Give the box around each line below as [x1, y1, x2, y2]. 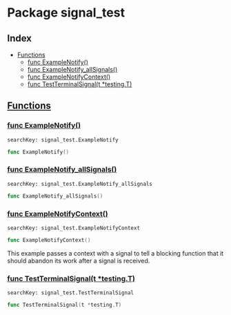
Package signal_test [7, 5, 125, 21]
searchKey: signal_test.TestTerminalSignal [7, 289, 134, 296]
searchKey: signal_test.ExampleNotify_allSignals [7, 180, 153, 187]
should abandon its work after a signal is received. [7, 256, 150, 265]
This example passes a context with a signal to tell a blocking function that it [7, 249, 224, 257]
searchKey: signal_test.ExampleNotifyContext [7, 225, 140, 232]
